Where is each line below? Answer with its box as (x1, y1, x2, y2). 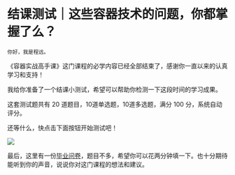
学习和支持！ (7, 70, 44, 79)
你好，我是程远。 (7, 48, 50, 56)
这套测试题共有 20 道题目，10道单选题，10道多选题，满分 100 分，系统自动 (7, 100, 222, 108)
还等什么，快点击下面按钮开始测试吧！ (7, 123, 117, 132)
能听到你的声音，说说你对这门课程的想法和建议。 (7, 160, 148, 168)
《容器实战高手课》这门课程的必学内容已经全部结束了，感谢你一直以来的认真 (7, 61, 228, 70)
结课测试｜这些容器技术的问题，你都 (7, 6, 216, 22)
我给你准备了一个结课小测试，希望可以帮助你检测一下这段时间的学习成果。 (7, 85, 222, 93)
